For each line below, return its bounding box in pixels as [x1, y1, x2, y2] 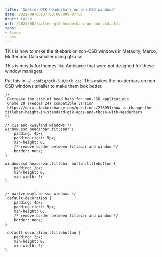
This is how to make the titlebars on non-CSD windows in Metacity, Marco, [5, 48, 157, 54]
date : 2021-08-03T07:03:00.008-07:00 [5, 12, 83, 17]
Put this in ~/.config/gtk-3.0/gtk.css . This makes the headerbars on [5, 77, 147, 84]
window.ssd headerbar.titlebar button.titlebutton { [5, 161, 116, 166]
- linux [5, 30, 21, 35]
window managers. [5, 68, 44, 74]
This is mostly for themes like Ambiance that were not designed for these [5, 63, 154, 69]
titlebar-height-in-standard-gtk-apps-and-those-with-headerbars [5, 109, 142, 115]
